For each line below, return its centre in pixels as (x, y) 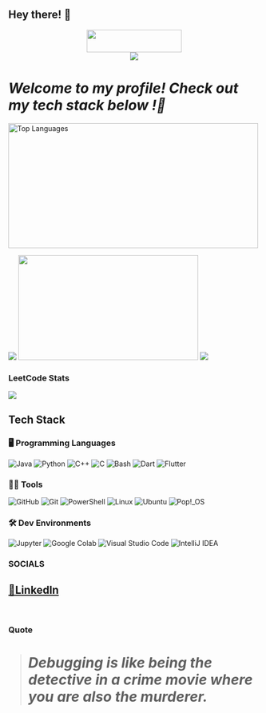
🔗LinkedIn (34, 590)
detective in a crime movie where (140, 680)
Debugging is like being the (120, 663)
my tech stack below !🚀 (87, 106)
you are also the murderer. (117, 697)
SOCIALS (27, 564)
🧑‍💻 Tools (26, 484)
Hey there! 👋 (40, 15)
